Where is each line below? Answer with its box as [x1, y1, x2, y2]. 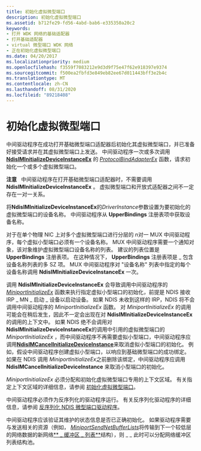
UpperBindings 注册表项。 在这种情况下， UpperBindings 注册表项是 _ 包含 [6, 253, 193, 260]
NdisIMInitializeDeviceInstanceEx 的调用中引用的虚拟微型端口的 [6, 326, 165, 333]
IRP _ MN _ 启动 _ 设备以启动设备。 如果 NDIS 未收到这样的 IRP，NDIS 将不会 [6, 296, 195, 303]
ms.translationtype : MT [6, 75, 66, 81]
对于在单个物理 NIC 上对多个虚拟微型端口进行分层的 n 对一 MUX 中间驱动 [6, 231, 185, 238]
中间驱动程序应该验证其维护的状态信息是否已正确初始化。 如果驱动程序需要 [6, 416, 191, 423]
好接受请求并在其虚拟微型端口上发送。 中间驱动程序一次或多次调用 [6, 148, 170, 155]
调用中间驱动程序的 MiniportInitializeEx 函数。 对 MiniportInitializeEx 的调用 [6, 303, 191, 311]
